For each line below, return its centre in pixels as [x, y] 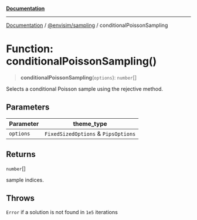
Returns [21, 154]
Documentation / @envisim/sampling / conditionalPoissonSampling [87, 25]
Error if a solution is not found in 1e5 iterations [62, 212]
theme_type [90, 123]
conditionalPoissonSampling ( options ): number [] [78, 77]
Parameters [28, 107]
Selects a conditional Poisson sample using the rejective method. [84, 89]
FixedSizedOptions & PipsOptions [90, 133]
